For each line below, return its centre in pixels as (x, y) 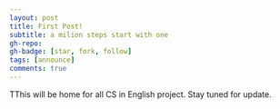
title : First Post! (46, 26)
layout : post (34, 18)
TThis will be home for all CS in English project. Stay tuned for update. (141, 94)
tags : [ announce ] (42, 60)
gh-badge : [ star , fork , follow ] (70, 52)
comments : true (38, 69)
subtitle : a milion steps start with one (89, 35)
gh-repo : (26, 43)
